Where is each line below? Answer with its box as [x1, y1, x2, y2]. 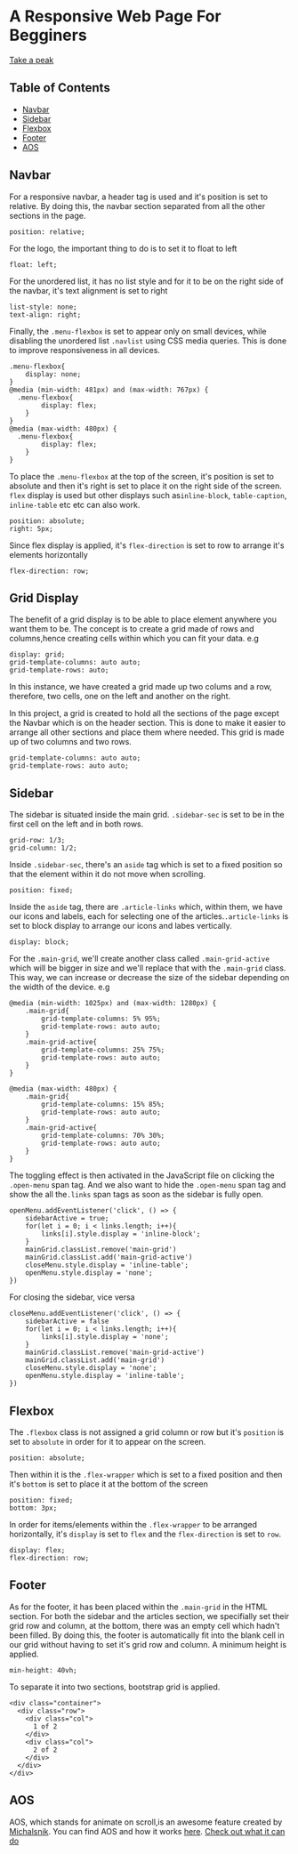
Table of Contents [9, 80, 111, 95]
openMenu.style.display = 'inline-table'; [25, 1372, 185, 1381]
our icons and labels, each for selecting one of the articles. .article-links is [9, 911, 289, 922]
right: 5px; [9, 524, 53, 533]
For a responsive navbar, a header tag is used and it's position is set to [9, 191, 269, 202]
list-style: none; [9, 302, 77, 311]
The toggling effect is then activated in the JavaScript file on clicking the [9, 1170, 275, 1181]
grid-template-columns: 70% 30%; [41, 1132, 165, 1141]
